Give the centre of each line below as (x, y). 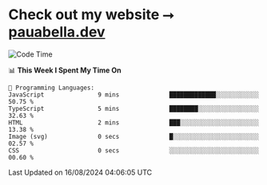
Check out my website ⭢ (91, 15)
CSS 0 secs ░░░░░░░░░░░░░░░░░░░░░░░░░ (134, 150)
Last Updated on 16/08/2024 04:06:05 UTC (80, 172)
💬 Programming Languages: (51, 88)
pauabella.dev (57, 32)
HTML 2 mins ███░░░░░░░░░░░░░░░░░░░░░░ (134, 122)
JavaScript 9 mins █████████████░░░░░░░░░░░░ (134, 94)
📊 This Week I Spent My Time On (65, 70)
